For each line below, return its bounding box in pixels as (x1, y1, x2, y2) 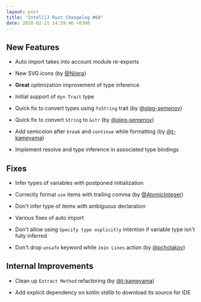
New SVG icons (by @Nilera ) (14, 70, 87, 77)
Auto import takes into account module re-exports (14, 58, 140, 65)
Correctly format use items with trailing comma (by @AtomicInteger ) (14, 191, 184, 198)
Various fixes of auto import (14, 214, 84, 221)
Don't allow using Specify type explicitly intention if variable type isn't (14, 226, 196, 233)
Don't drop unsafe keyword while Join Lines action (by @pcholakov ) (14, 244, 185, 251)
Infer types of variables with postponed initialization (14, 180, 144, 186)
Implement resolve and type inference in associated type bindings (14, 146, 179, 153)
